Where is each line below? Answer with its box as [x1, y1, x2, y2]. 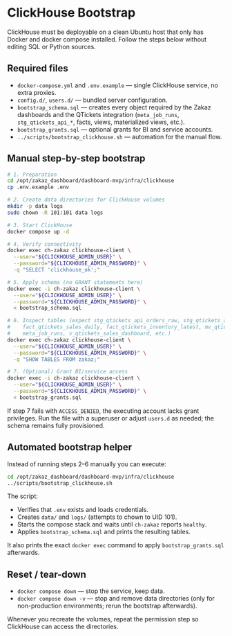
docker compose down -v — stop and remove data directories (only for [17, 594, 215, 603]
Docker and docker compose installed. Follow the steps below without [7, 35, 207, 43]
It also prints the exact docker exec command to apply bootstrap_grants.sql [7, 541, 224, 549]
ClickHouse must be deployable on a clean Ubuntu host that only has [7, 28, 204, 36]
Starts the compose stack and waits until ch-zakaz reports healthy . [17, 520, 207, 529]
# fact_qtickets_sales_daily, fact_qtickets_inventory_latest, [7, 324, 202, 330]
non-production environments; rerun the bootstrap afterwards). [17, 601, 197, 610]
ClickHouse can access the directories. [7, 622, 119, 631]
